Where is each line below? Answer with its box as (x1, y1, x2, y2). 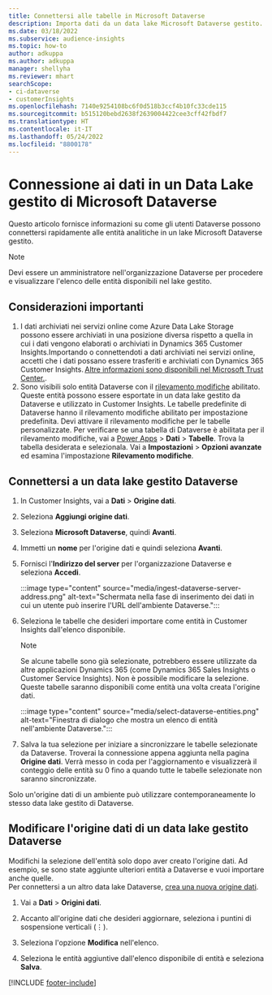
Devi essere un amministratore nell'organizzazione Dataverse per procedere (8, 268, 264, 278)
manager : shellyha (8, 65, 71, 73)
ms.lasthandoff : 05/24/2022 (8, 132, 104, 140)
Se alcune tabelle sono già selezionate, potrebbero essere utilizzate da (19, 657, 257, 666)
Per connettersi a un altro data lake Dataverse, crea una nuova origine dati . (8, 881, 259, 891)
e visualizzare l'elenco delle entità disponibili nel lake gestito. (8, 277, 213, 286)
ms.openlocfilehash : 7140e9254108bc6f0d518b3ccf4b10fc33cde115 (8, 102, 227, 110)
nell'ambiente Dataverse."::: (19, 724, 113, 734)
